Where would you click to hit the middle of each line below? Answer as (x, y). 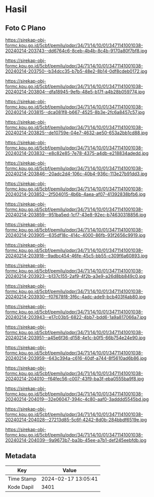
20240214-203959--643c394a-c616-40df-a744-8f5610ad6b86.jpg (76, 358)
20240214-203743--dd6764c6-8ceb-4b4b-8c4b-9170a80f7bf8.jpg (76, 51)
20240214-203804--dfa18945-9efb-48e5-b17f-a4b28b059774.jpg (75, 92)
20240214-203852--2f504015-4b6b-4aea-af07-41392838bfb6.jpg (75, 194)
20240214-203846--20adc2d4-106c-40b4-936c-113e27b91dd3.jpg (76, 174)
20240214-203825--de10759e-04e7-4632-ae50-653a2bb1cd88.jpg (76, 133)
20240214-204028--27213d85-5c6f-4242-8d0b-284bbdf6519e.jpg (76, 420)
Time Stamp (22, 479)
